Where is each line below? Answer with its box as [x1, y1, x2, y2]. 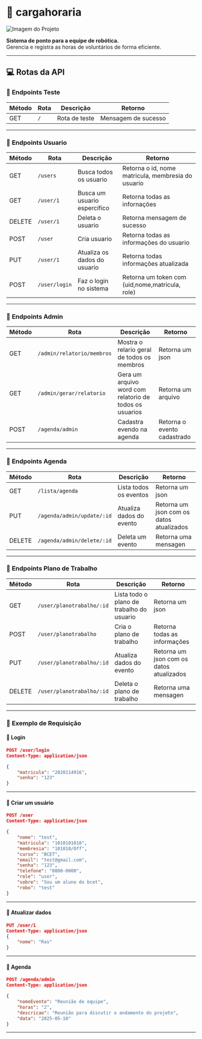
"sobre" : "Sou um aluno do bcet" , [17, 879, 103, 886]
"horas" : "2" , [17, 1004, 52, 1010]
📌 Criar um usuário [6, 799, 54, 806]
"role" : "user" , [17, 874, 58, 880]
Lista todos [117, 483, 149, 491]
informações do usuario [122, 238, 190, 247]
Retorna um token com [122, 273, 186, 281]
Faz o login [77, 277, 109, 285]
